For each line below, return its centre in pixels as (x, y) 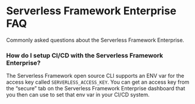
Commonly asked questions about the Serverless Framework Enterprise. (95, 40)
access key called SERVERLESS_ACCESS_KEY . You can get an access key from (98, 82)
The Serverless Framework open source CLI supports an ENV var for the (95, 76)
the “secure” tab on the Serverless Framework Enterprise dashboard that (96, 89)
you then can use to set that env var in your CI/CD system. (78, 95)
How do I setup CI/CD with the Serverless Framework (85, 55)
